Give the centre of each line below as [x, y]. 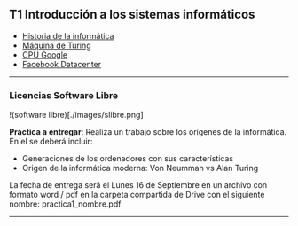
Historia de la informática [68, 35]
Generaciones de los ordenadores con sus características [127, 159]
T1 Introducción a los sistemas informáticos [132, 15]
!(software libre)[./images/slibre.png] [76, 115]
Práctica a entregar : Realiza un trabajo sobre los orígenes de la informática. [148, 132]
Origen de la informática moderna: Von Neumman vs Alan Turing [140, 168]
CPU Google [45, 55]
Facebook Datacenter [62, 64]
